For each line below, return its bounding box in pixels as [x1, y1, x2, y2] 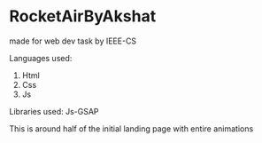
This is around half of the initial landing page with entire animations [9, 123, 254, 134]
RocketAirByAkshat [9, 6, 157, 27]
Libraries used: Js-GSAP [9, 106, 99, 116]
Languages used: [9, 52, 73, 63]
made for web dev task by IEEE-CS [9, 36, 137, 46]
